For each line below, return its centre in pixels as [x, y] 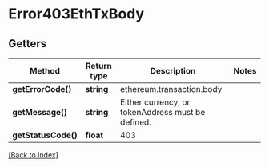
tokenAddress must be [163, 112]
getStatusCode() [45, 135]
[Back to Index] [33, 155]
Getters [28, 44]
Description [173, 71]
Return [98, 66]
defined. [136, 122]
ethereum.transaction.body [171, 89]
